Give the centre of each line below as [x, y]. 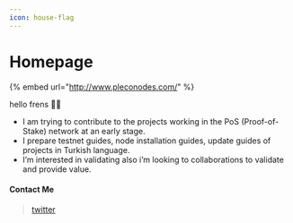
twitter [43, 209]
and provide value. [57, 169]
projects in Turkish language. [76, 150]
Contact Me [32, 190]
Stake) [34, 131]
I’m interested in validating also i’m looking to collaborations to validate [153, 159]
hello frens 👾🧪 [35, 104]
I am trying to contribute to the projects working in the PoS [131, 121]
